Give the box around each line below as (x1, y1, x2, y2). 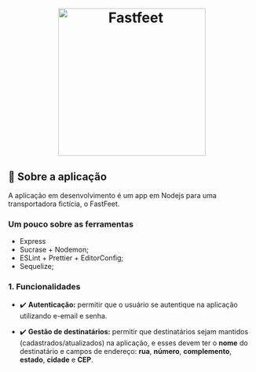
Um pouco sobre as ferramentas (8, 219, 133, 230)
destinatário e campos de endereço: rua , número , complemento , (19, 346, 232, 355)
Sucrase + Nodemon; (19, 245, 89, 255)
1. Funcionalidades (8, 282, 81, 293)
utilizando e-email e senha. (19, 311, 108, 320)
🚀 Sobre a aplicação (8, 170, 108, 183)
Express (19, 237, 46, 246)
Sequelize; (19, 262, 54, 271)
